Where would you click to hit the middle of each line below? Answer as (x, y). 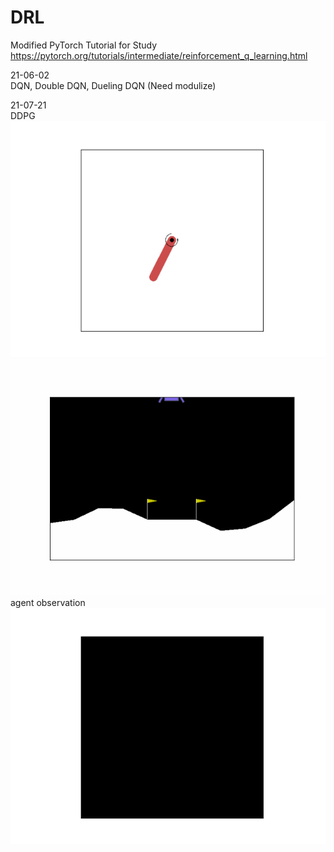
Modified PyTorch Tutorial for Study (84, 45)
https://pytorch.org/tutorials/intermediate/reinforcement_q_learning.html (159, 55)
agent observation (48, 602)
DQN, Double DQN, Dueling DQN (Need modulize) (113, 85)
